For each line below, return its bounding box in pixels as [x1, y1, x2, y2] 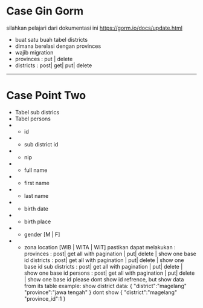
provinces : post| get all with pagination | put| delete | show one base [24, 250, 196, 257]
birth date [24, 205, 48, 212]
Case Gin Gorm [6, 4, 83, 18]
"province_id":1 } [24, 295, 66, 302]
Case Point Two [6, 89, 86, 102]
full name [24, 166, 48, 174]
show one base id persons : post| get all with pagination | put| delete [24, 269, 195, 277]
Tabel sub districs [14, 108, 60, 116]
